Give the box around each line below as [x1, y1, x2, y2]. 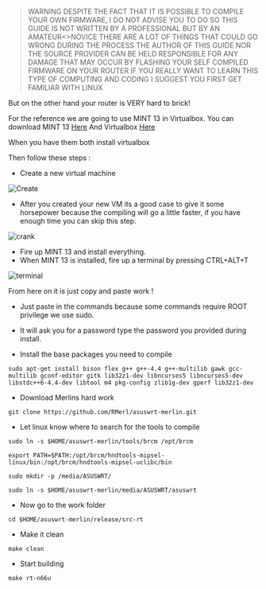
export [8, 451, 30, 459]
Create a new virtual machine [19, 169, 117, 177]
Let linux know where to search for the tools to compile [19, 422, 200, 431]
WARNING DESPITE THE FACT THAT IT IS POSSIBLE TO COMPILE [27, 7, 245, 16]
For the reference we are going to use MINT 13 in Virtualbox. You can [8, 114, 234, 123]
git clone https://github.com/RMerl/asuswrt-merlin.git [8, 408, 197, 416]
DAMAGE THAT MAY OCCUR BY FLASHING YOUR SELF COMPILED [27, 57, 249, 67]
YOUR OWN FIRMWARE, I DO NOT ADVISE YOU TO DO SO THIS [27, 15, 238, 25]
